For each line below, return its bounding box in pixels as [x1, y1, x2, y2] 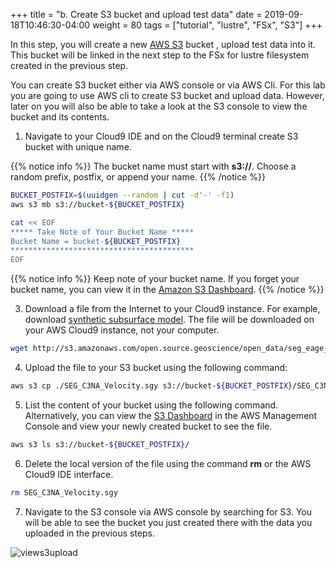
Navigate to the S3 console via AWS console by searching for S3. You [24, 505, 312, 518]
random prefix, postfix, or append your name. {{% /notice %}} [10, 171, 266, 183]
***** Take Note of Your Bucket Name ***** [10, 227, 195, 237]
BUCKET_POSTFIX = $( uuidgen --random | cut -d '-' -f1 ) [10, 190, 235, 200]
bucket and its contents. [10, 111, 110, 123]
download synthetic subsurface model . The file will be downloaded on [24, 314, 315, 326]
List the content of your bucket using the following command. [24, 399, 279, 411]
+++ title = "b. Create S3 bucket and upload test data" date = [10, 9, 263, 20]
